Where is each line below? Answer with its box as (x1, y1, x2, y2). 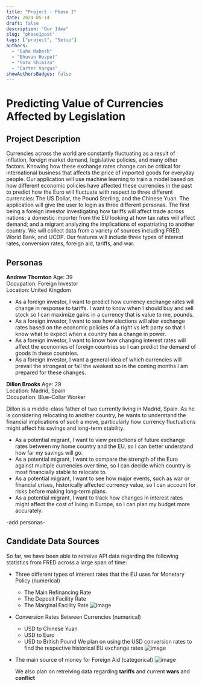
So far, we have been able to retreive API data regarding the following (6, 552, 179, 559)
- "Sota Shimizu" (11, 59, 55, 65)
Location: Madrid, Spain (6, 387, 66, 394)
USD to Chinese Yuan (24, 625, 78, 632)
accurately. (14, 507, 43, 515)
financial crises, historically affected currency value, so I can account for (14, 481, 196, 489)
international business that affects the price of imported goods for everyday (6, 169, 195, 176)
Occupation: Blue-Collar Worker (6, 394, 86, 401)
